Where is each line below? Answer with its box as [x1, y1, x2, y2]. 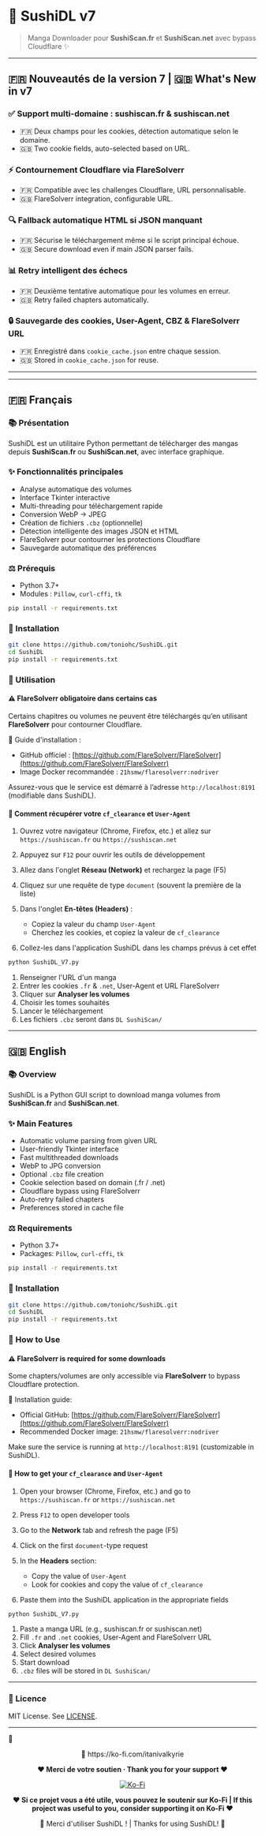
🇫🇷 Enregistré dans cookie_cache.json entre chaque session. [19, 346, 221, 356]
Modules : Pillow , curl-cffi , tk [19, 589, 122, 599]
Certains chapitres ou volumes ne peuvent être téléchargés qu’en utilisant [8, 712, 248, 721]
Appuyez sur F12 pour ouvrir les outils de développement [19, 850, 205, 859]
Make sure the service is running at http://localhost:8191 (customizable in [8, 1442, 255, 1452]
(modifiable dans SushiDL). [8, 791, 96, 800]
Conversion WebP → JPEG [19, 509, 106, 519]
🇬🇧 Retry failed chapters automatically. [19, 295, 149, 305]
